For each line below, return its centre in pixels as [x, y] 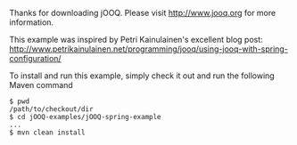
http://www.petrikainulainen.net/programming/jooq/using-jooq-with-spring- [148, 49]
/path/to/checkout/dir [51, 109]
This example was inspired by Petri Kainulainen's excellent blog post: [136, 40]
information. [32, 22]
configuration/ [35, 58]
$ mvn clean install [48, 133]
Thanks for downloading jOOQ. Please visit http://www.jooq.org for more [143, 13]
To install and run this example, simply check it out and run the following [142, 76]
